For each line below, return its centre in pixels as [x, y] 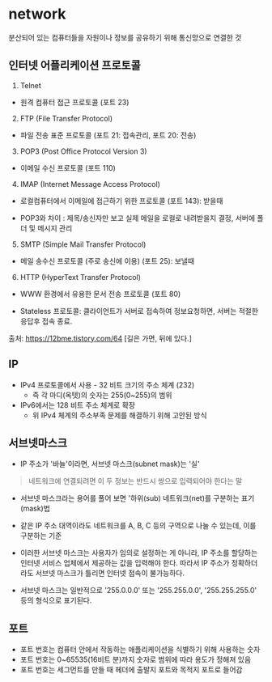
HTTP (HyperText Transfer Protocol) [81, 277]
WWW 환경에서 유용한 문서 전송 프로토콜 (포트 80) [100, 294]
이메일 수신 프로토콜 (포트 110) [68, 167]
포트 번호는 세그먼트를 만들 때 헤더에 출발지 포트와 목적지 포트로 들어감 [131, 670]
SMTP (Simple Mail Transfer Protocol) [83, 244]
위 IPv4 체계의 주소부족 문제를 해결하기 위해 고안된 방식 [120, 415]
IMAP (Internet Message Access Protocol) [90, 184]
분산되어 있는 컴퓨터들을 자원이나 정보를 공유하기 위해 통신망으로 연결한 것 [125, 37]
